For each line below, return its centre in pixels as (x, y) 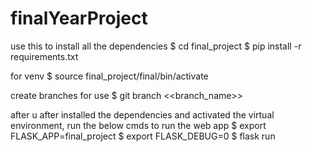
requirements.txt (44, 56)
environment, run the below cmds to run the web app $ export (138, 125)
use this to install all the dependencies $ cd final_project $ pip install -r (156, 46)
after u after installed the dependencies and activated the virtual (142, 114)
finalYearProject (79, 18)
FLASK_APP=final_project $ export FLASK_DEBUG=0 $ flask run (143, 136)
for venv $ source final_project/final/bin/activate (109, 76)
